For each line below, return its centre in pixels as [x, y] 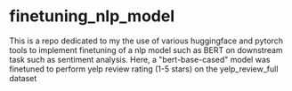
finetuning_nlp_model [92, 16]
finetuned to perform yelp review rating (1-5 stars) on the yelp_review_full [144, 69]
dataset [23, 78]
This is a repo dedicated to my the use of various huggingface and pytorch [146, 41]
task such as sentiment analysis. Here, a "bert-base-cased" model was [140, 59]
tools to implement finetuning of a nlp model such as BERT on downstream [146, 49]
